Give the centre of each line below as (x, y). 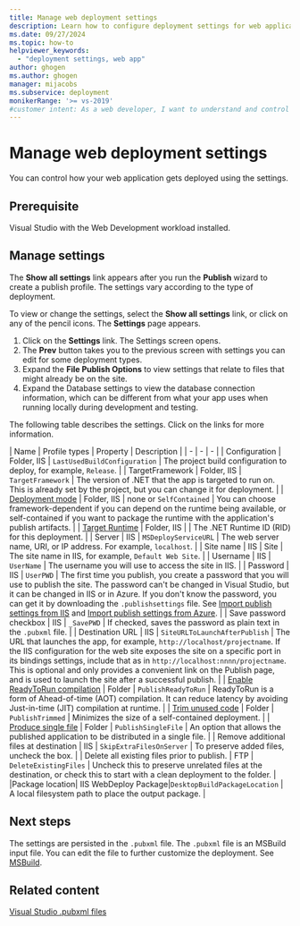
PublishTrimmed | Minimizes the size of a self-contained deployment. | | (140, 718)
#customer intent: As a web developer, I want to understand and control (150, 109)
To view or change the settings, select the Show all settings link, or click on (149, 313)
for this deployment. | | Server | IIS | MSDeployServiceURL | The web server (144, 537)
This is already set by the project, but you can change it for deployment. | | (146, 489)
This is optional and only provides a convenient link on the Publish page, (142, 670)
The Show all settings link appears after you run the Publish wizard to (138, 277)
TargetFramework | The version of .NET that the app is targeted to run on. (142, 480)
